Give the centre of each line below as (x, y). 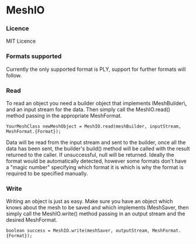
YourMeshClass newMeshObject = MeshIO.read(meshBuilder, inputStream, (94, 126)
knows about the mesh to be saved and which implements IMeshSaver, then (97, 208)
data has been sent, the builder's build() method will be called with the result (98, 149)
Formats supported (34, 56)
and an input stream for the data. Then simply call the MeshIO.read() (88, 109)
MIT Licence (21, 41)
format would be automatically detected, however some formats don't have (96, 161)
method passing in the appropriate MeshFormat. (64, 116)
